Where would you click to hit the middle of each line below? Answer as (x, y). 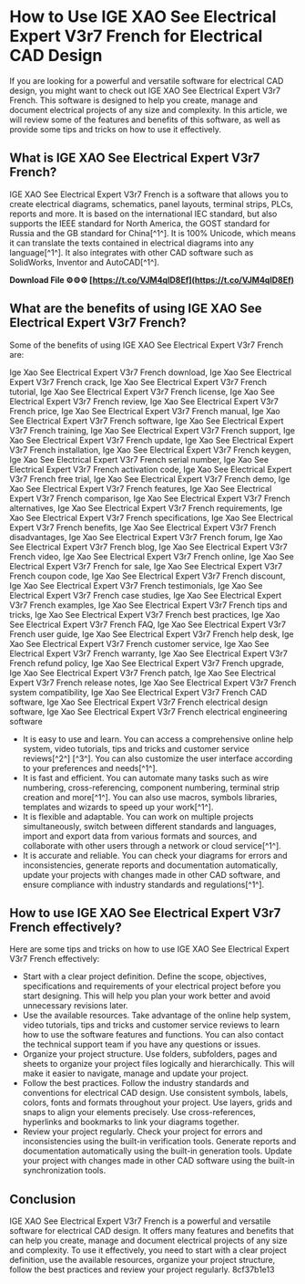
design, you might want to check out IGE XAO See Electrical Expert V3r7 (145, 90)
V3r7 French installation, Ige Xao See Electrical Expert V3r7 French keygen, (150, 450)
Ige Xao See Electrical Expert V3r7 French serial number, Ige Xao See (139, 459)
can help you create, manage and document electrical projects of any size (149, 1241)
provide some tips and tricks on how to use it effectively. (115, 129)
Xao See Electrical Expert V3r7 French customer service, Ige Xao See (139, 643)
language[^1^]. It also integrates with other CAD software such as (132, 252)
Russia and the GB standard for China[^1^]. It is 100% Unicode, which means (152, 233)
